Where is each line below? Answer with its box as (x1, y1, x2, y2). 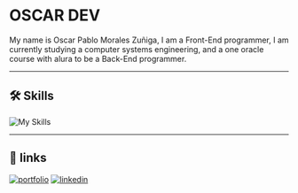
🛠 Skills (9, 89, 55, 104)
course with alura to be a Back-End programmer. (9, 53, 187, 64)
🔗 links (9, 151, 47, 166)
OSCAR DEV (9, 5, 100, 26)
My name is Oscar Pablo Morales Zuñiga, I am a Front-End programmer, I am (9, 35, 290, 45)
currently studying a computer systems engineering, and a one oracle (9, 43, 264, 54)
